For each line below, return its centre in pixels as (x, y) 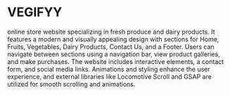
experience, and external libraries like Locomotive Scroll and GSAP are (110, 76)
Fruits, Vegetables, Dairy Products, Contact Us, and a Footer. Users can (111, 46)
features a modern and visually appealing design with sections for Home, (113, 39)
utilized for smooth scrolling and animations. (71, 84)
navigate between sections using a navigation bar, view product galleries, (114, 54)
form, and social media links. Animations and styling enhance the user (109, 69)
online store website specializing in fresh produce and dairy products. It (111, 32)
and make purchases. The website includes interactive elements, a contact (116, 61)
